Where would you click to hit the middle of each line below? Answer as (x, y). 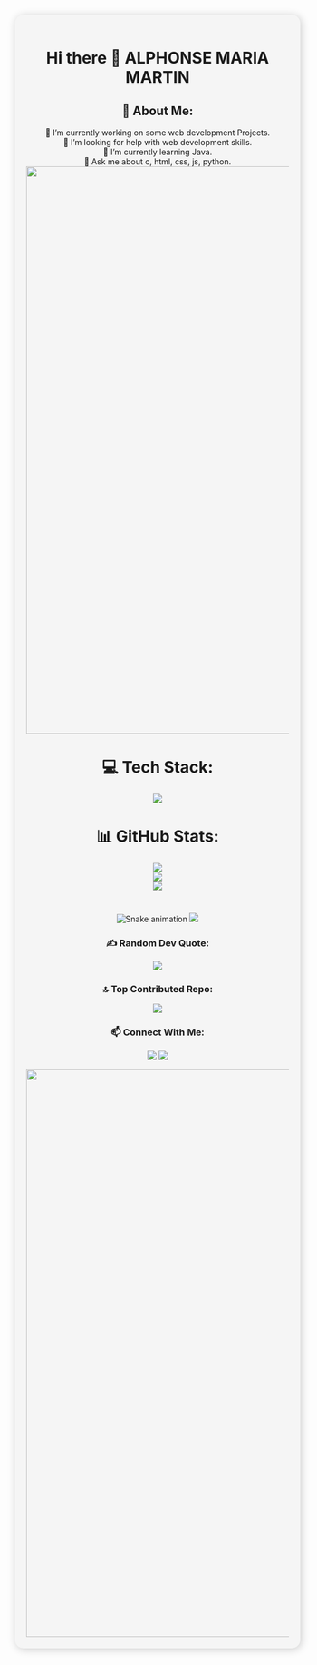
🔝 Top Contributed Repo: (158, 990)
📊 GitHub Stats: (158, 837)
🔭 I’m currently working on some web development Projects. (158, 133)
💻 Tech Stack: (158, 768)
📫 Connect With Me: (158, 1032)
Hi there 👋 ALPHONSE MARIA (158, 58)
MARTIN (158, 78)
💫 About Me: (158, 110)
